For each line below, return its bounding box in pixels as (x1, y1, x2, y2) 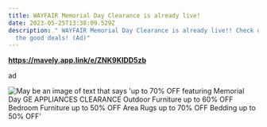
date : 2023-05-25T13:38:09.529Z (8, 19, 115, 27)
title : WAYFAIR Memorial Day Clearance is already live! (8, 11, 201, 20)
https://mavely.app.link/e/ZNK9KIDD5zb (8, 56, 147, 65)
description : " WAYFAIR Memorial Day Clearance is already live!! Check (8, 26, 254, 34)
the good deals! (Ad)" (15, 33, 91, 42)
